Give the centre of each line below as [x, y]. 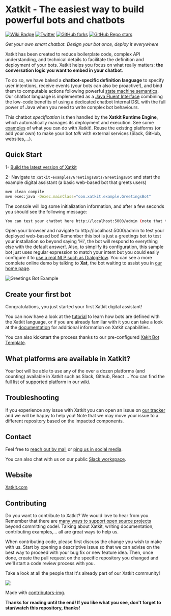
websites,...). [19, 139]
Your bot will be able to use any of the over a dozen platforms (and [75, 371]
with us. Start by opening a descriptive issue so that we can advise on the [83, 547]
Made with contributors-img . [35, 593]
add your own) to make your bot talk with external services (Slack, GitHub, [83, 133]
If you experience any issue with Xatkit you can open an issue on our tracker [85, 410]
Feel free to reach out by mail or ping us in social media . [64, 449]
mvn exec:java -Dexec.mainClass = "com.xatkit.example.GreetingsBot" [78, 196]
